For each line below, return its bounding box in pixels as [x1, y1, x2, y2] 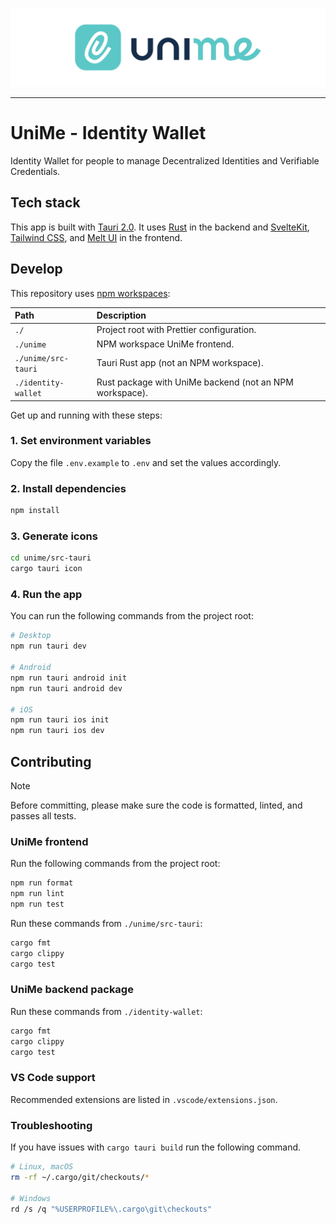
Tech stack [10, 194, 81, 212]
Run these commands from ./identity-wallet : [10, 1005, 203, 1017]
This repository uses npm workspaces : [10, 287, 171, 299]
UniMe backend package [10, 983, 134, 997]
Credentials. [10, 165, 61, 177]
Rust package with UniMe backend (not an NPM [96, 376, 294, 388]
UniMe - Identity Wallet [10, 122, 207, 145]
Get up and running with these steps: [10, 409, 163, 421]
